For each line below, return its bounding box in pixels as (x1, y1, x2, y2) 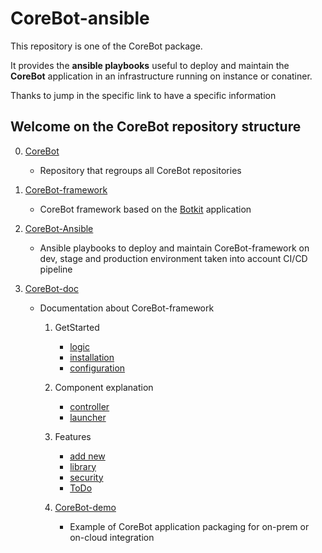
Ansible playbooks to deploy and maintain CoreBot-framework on (39, 242, 310, 254)
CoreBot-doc (24, 282, 79, 294)
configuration (69, 362, 126, 374)
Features (54, 430, 92, 442)
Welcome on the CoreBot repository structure (10, 118, 302, 136)
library (69, 460, 97, 472)
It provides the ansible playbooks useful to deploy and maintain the (10, 59, 290, 71)
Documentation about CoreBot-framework (39, 302, 215, 314)
